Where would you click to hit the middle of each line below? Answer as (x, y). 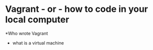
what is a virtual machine (38, 43)
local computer (37, 20)
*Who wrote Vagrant (27, 33)
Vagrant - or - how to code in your (77, 9)
